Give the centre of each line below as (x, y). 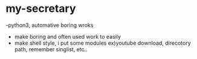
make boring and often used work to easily (68, 36)
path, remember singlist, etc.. (51, 49)
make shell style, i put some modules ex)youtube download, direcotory (102, 43)
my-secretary (41, 9)
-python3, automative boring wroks (50, 25)
